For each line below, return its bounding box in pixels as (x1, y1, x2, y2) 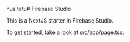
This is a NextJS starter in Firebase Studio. (6, 17, 114, 24)
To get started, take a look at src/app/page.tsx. (6, 29, 125, 36)
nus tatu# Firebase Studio (6, 5, 71, 12)
